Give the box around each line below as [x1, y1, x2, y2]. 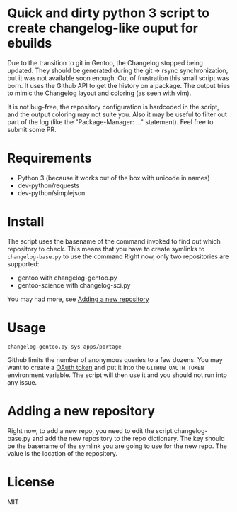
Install [7, 214, 45, 230]
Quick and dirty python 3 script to [7, 5, 210, 21]
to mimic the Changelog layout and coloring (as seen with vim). [7, 89, 192, 97]
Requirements [7, 151, 92, 166]
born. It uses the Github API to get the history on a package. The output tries [7, 81, 231, 89]
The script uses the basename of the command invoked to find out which [7, 236, 221, 246]
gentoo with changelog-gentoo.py [17, 273, 118, 282]
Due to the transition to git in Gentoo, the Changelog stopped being [7, 58, 204, 67]
